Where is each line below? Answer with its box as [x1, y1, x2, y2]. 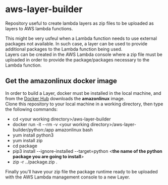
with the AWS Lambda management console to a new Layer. [5, 174, 130, 180]
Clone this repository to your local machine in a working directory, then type [5, 101, 163, 107]
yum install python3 [12, 132, 54, 138]
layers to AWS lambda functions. [5, 25, 73, 31]
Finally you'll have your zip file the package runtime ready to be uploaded [5, 168, 158, 174]
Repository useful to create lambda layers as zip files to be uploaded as [5, 20, 154, 26]
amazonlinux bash [54, 127, 93, 133]
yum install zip [12, 137, 43, 143]
